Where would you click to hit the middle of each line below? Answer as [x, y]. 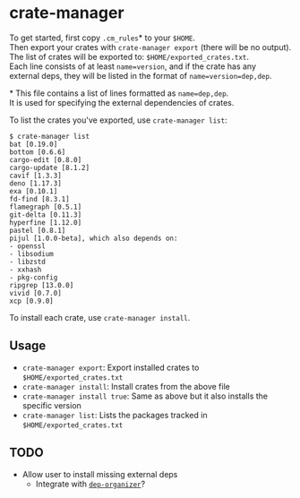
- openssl [28, 246]
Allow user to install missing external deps [100, 474]
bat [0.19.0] [34, 144]
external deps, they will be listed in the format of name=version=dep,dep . [141, 75]
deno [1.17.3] [36, 183]
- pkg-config [34, 277]
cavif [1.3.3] [36, 176]
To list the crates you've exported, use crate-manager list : [118, 120]
